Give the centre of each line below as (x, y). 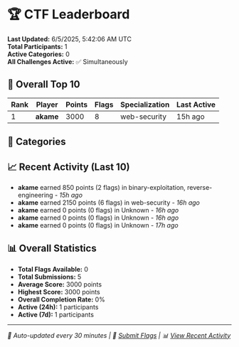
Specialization (145, 105)
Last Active (196, 105)
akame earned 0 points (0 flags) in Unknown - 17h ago (98, 225)
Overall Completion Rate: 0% (61, 299)
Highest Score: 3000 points (59, 292)
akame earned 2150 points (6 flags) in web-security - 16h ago (109, 202)
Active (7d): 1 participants (56, 314)
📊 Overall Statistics (52, 249)
